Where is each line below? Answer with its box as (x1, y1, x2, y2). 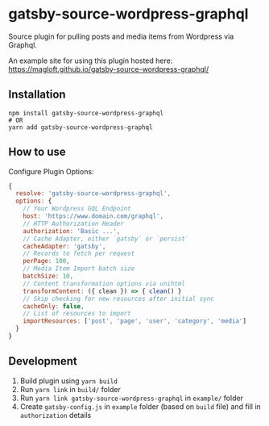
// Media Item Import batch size (23, 265, 135, 273)
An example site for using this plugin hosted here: (8, 56, 173, 65)
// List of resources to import (23, 310, 131, 318)
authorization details (19, 410, 92, 420)
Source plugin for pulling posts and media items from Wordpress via (8, 31, 234, 41)
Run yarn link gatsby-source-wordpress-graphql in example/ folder (19, 393, 244, 403)
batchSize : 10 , (23, 272, 74, 281)
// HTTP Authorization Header (23, 219, 125, 228)
